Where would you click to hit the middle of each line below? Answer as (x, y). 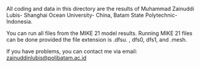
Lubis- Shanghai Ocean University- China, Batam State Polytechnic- (92, 15)
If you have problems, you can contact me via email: (72, 51)
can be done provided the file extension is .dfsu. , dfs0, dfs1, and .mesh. (97, 40)
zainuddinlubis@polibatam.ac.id (46, 58)
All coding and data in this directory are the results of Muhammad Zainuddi (100, 9)
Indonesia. (20, 21)
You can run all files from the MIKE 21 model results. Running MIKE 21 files (99, 33)
